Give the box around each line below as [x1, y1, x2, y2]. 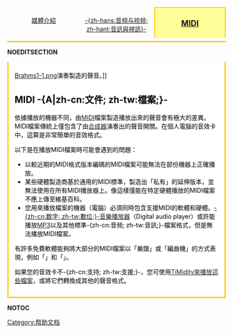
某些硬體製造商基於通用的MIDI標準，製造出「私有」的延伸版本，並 [24, 178, 215, 186]
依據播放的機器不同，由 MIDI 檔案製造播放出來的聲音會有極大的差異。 [15, 114, 210, 122]
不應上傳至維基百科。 [24, 195, 86, 203]
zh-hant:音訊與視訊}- [86, 25, 147, 33]
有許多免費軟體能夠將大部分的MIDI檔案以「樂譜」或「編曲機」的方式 [15, 244, 210, 253]
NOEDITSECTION [7, 48, 58, 56]
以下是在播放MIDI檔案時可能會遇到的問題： [15, 146, 137, 154]
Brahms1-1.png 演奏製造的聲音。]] [15, 71, 107, 80]
